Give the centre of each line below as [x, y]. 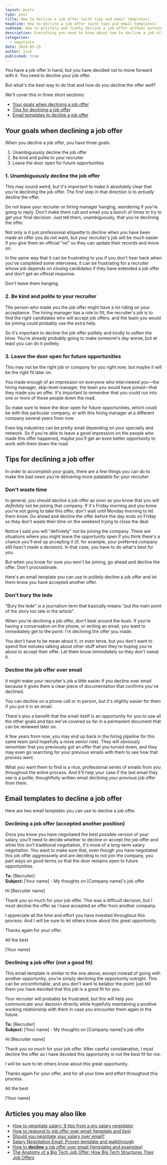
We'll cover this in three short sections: [45, 95]
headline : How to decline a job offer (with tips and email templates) [81, 24]
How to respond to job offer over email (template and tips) [72, 1131]
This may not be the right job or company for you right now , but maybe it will [83, 367]
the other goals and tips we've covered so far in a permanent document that [83, 721]
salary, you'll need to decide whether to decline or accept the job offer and [82, 839]
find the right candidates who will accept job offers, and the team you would [83, 318]
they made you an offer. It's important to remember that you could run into [81, 393]
